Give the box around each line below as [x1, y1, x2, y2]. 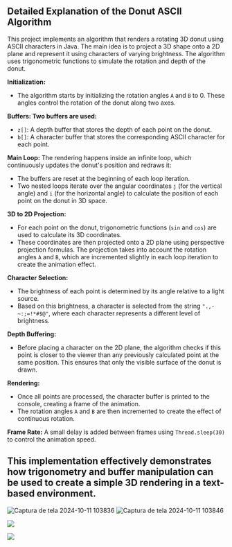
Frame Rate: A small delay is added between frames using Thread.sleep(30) [7, 428, 225, 436]
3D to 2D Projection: [7, 209, 66, 218]
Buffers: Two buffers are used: [7, 112, 97, 120]
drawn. [17, 365, 38, 374]
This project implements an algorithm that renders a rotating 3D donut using [7, 35, 224, 43]
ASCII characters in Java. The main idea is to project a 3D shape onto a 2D [7, 42, 220, 51]
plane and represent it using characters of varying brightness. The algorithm [7, 49, 225, 58]
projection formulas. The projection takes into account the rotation [17, 245, 206, 254]
